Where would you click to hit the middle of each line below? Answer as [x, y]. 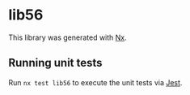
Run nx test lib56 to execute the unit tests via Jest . [95, 82]
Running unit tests [55, 63]
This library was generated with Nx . [68, 37]
